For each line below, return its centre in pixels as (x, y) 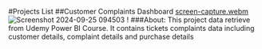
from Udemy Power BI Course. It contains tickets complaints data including (131, 28)
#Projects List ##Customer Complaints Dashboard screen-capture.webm (129, 11)
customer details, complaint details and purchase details (101, 36)
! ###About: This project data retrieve (189, 20)
